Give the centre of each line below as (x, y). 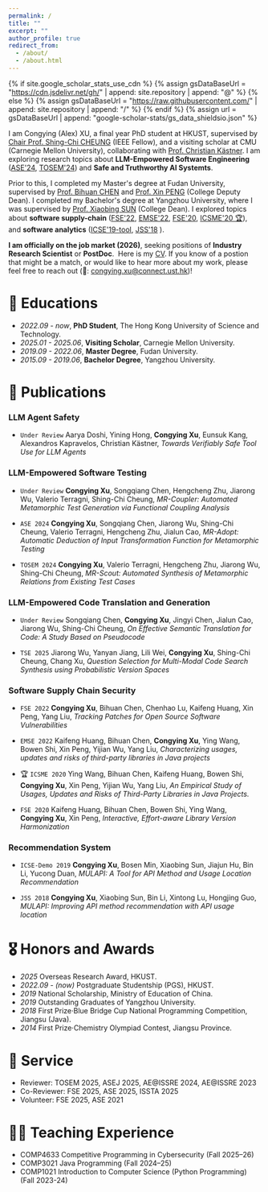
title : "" (25, 23)
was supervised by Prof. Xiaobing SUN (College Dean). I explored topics (128, 208)
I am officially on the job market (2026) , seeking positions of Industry (125, 245)
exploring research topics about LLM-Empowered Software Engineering (129, 159)
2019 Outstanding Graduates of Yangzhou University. (108, 1002)
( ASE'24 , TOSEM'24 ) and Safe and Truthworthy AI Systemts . (111, 167)
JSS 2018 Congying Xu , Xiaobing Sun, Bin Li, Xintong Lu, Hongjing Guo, (138, 897)
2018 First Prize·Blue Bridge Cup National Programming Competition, (134, 1011)
